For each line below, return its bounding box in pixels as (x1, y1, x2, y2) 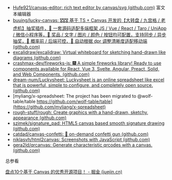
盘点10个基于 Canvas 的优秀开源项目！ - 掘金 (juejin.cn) (5, 169, 123, 175)
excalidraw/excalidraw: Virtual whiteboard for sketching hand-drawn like (12, 49, 166, 55)
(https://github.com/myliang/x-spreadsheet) (12, 104, 106, 110)
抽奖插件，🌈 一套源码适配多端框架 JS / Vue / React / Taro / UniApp (26, 25, 167, 31)
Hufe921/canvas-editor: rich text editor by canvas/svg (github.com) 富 (12, 5, 161, 10)
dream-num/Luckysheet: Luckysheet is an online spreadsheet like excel (12, 77, 165, 83)
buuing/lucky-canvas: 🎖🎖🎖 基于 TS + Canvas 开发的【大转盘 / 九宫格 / (12, 17, 160, 23)
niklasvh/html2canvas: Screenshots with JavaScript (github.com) (12, 137, 150, 142)
